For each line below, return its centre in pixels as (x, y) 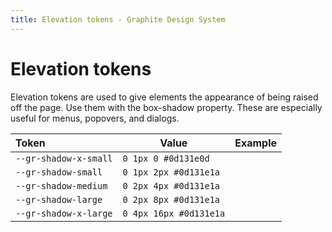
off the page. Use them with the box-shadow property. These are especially (166, 107)
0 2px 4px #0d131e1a (171, 185)
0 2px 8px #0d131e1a (171, 199)
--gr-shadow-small (59, 172)
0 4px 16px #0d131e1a (174, 213)
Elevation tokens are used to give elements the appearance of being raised (164, 97)
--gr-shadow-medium (61, 185)
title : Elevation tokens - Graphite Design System (118, 19)
